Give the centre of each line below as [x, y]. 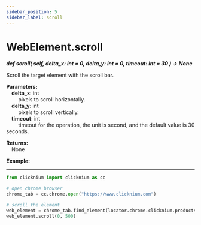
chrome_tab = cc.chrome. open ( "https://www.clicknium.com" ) [81, 194]
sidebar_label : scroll [34, 17]
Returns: [17, 143]
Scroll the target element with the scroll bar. [60, 75]
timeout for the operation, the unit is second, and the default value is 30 [106, 125]
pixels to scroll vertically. [48, 112]
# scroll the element [33, 205]
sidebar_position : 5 [32, 12]
